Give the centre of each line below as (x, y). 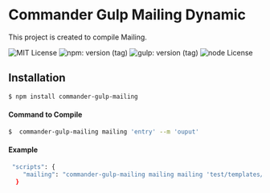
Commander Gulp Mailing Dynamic (127, 15)
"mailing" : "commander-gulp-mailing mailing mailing (113, 175)
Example (23, 150)
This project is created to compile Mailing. (78, 37)
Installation (37, 78)
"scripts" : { (34, 166)
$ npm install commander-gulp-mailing (73, 96)
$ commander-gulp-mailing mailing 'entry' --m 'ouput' (104, 131)
